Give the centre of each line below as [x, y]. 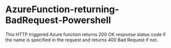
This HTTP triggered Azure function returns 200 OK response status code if [85, 34]
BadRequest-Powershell [58, 20]
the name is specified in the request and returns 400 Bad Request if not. [82, 40]
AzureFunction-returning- [62, 9]
